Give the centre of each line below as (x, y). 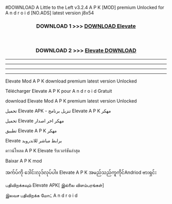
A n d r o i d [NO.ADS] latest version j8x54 (50, 13)
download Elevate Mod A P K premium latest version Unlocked (71, 101)
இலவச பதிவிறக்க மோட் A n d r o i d (41, 195)
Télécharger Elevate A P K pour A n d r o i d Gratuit (59, 91)
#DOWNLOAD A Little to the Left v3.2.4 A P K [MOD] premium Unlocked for (85, 7)
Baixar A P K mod (24, 160)
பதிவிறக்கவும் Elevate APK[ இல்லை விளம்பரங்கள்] (55, 185)
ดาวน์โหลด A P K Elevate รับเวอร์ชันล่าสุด (43, 150)
